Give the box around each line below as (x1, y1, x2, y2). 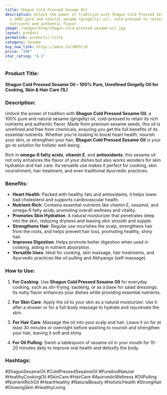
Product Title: (5, 70, 39, 77)
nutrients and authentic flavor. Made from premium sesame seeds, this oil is (5, 121, 161, 127)
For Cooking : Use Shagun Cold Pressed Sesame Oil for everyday (12, 278, 148, 284)
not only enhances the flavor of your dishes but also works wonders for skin (5, 157, 161, 163)
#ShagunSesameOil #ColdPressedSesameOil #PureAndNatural (5, 368, 134, 374)
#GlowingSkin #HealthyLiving (5, 384, 66, 390)
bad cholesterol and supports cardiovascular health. (12, 197, 119, 203)
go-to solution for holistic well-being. (5, 142, 81, 148)
